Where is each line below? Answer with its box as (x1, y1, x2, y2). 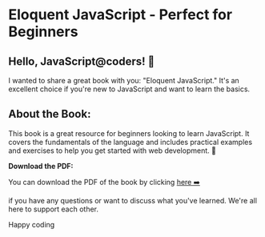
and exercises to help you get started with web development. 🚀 (8, 146, 216, 155)
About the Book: (8, 107, 91, 121)
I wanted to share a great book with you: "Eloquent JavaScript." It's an (8, 76, 240, 85)
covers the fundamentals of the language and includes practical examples (8, 137, 253, 147)
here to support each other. (8, 204, 98, 214)
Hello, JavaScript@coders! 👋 (8, 54, 155, 68)
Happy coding (8, 219, 55, 229)
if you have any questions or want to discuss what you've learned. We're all (8, 195, 258, 205)
